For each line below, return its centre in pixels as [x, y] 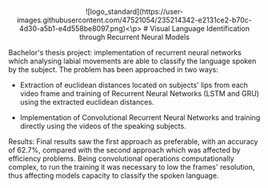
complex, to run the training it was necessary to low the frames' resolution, [132, 167]
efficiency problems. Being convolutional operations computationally [121, 158]
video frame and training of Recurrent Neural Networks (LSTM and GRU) [140, 94]
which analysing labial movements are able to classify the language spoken [132, 61]
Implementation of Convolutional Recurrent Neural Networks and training [140, 118]
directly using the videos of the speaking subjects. [103, 126]
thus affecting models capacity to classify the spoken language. [114, 176]
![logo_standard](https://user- [134, 12]
